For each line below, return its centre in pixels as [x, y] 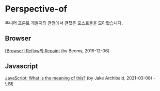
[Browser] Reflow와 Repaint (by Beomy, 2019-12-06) [57, 51]
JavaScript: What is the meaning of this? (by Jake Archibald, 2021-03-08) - [80, 78]
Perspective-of [36, 9]
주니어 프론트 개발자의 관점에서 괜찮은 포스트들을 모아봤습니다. [64, 23]
